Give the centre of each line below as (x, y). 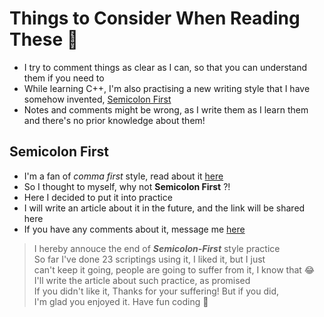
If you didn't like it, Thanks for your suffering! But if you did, (156, 291)
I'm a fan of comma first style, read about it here (123, 176)
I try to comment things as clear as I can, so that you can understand (165, 67)
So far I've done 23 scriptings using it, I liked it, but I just (149, 259)
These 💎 (44, 39)
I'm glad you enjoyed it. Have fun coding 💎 (121, 301)
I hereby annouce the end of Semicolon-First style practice (157, 248)
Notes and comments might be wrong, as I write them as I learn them (166, 109)
